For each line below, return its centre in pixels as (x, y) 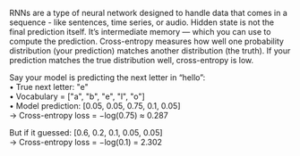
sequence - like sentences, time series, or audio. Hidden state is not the (142, 22)
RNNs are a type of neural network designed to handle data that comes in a (149, 13)
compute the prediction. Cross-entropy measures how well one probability (147, 41)
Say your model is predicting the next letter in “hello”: (107, 78)
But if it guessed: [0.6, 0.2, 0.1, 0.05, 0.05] (86, 132)
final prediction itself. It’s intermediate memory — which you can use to (140, 32)
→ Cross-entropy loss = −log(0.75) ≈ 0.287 (89, 115)
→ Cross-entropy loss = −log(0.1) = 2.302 (86, 142)
